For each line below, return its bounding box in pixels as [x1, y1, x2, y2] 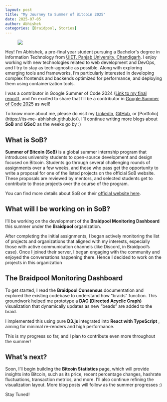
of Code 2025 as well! [5, 101, 51, 107]
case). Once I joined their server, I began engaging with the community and [5, 249, 160, 255]
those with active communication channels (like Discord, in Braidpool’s [5, 243, 150, 249]
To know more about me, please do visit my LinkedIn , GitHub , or [5, 111, 137, 117]
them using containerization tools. [5, 81, 75, 87]
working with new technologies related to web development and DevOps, [5, 59, 156, 65]
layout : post [5, 7, 32, 12]
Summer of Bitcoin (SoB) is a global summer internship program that [5, 149, 147, 155]
